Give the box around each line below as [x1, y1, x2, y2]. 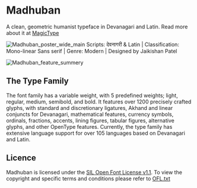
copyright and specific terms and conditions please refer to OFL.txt [6, 175, 171, 182]
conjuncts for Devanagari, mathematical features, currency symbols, [6, 111, 174, 118]
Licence [6, 153, 37, 163]
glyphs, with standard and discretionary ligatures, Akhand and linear [6, 104, 173, 111]
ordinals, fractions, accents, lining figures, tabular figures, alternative [6, 116, 175, 124]
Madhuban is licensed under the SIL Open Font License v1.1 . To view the [6, 168, 183, 176]
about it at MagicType [6, 29, 59, 36]
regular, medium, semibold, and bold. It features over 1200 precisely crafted [6, 98, 192, 105]
